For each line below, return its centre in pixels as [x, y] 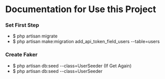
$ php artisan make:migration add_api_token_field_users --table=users [86, 42]
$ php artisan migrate [35, 36]
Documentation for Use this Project [81, 9]
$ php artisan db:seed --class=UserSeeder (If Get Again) [72, 66]
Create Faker [22, 55]
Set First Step [22, 25]
